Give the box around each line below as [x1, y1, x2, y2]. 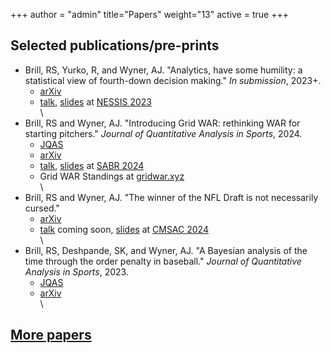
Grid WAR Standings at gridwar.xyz [39, 170, 185, 182]
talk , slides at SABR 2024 [39, 159, 145, 171]
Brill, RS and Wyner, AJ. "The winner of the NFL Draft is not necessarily [24, 191, 319, 203]
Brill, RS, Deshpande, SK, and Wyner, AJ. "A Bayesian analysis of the [24, 244, 308, 256]
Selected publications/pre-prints [10, 37, 220, 54]
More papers [10, 327, 92, 344]
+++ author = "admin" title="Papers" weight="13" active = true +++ [10, 9, 289, 20]
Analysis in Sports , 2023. [24, 265, 129, 278]
